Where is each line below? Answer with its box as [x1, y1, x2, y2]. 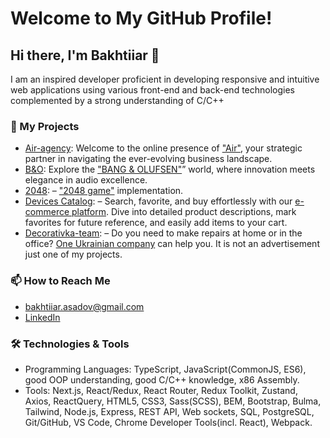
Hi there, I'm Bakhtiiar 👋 [10, 47, 160, 64]
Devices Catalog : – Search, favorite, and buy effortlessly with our [24, 195, 293, 207]
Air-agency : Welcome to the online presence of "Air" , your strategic [24, 142, 303, 154]
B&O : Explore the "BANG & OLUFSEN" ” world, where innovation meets [24, 163, 316, 176]
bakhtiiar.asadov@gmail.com [24, 300, 145, 312]
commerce [24, 206, 70, 218]
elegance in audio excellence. [24, 174, 148, 186]
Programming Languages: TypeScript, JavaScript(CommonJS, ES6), [24, 363, 307, 375]
